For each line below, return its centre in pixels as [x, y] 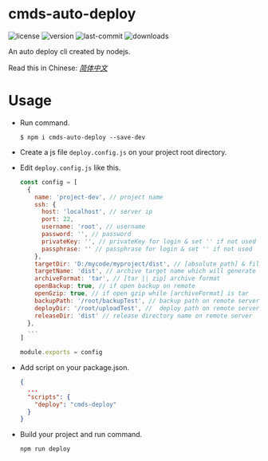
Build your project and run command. [81, 435]
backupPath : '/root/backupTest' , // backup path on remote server [147, 301]
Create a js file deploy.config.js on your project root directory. [123, 152]
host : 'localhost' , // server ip [97, 212]
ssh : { [45, 204]
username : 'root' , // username [93, 227]
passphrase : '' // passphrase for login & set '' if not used [147, 249]
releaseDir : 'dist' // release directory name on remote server [144, 316]
